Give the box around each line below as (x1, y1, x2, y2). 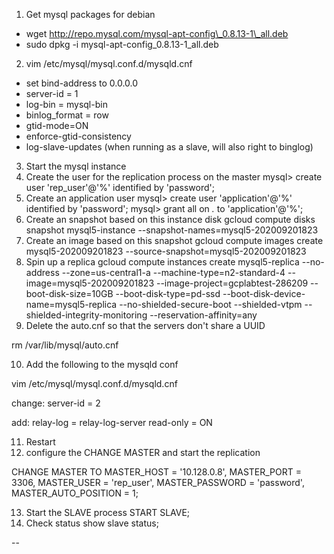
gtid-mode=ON (25, 120, 89, 131)
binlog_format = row (25, 109, 109, 121)
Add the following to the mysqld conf (25, 359, 179, 370)
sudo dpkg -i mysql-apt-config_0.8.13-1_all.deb (25, 39, 219, 50)
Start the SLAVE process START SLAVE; (25, 507, 191, 518)
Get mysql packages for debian (25, 9, 156, 20)
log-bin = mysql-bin (25, 99, 108, 110)
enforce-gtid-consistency (25, 130, 132, 142)
